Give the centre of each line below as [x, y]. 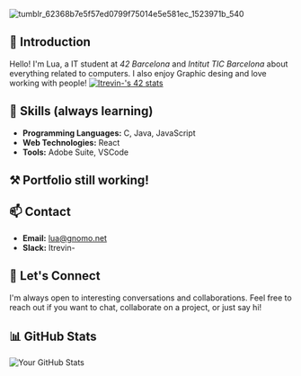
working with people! [48, 83]
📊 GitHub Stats [53, 337]
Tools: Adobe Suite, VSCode [75, 152]
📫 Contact [40, 212]
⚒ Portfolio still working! [80, 180]
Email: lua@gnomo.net [65, 237]
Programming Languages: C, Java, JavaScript [109, 133]
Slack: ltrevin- [49, 247]
